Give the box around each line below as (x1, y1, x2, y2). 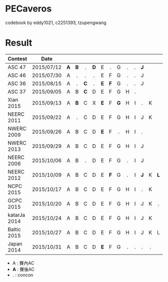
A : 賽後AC (12, 266, 35, 272)
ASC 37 (7, 88, 26, 95)
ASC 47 (7, 64, 26, 71)
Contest (7, 55, 27, 62)
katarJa (7, 211, 25, 218)
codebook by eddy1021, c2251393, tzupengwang (5, 20, 106, 26)
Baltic (7, 226, 21, 233)
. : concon (12, 271, 33, 278)
